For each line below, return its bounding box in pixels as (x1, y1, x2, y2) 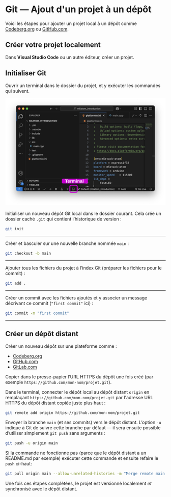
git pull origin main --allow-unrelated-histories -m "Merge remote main (5, 471, 165, 477)
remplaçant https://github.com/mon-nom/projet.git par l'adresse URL (5, 394, 154, 400)
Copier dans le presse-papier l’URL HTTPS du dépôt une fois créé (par (5, 373, 154, 380)
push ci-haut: (5, 461, 32, 467)
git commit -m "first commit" (5, 311, 70, 316)
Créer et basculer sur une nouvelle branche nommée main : (5, 240, 129, 246)
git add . (5, 281, 26, 286)
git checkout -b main (5, 251, 51, 256)
